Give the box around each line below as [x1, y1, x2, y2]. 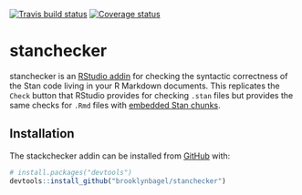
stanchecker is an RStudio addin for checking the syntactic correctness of [9, 70, 288, 81]
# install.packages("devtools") [9, 168, 132, 177]
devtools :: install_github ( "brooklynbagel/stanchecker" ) [9, 176, 226, 186]
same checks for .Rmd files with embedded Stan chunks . [9, 99, 221, 110]
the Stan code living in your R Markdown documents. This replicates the [9, 80, 280, 91]
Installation [9, 126, 75, 141]
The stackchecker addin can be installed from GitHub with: [9, 150, 231, 161]
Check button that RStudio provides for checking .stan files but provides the [9, 89, 294, 100]
